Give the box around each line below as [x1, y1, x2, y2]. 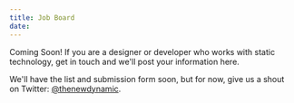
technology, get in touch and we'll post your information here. [9, 56, 240, 67]
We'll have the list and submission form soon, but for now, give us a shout [9, 73, 285, 84]
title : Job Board [9, 13, 75, 23]
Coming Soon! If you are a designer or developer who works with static [9, 46, 275, 57]
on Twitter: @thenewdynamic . [9, 83, 122, 94]
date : [9, 22, 30, 31]
